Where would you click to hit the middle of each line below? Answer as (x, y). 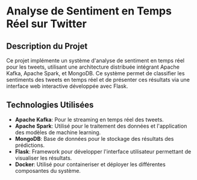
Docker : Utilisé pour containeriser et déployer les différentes (90, 164)
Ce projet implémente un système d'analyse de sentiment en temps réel (95, 61)
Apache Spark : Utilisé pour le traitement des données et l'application (101, 126)
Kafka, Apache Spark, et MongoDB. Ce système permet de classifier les (95, 73)
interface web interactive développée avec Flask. (67, 86)
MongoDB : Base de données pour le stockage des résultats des (94, 138)
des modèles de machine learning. (58, 132)
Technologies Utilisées (50, 105)
